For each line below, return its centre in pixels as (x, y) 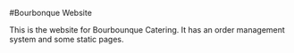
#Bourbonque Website (50, 13)
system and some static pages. (67, 39)
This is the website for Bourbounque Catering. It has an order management (147, 30)
